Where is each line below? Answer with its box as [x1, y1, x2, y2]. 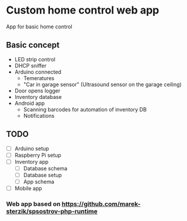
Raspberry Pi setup [14, 151, 62, 159]
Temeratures [23, 74, 55, 81]
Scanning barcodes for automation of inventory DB [23, 105, 147, 113]
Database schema [23, 164, 68, 171]
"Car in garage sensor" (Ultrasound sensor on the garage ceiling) [23, 81, 182, 88]
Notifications [23, 112, 55, 119]
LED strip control [14, 55, 56, 62]
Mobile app [14, 184, 42, 192]
